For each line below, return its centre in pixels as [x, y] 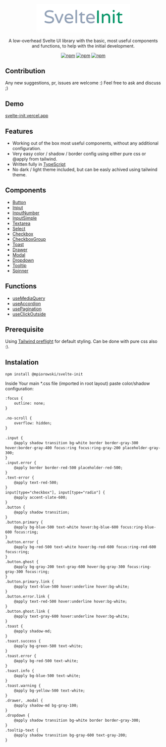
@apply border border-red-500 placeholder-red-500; [68, 468]
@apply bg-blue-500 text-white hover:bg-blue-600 [66, 527]
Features [19, 131]
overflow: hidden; [33, 423]
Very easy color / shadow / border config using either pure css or [79, 154]
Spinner [20, 270]
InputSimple [25, 218]
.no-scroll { [19, 418]
